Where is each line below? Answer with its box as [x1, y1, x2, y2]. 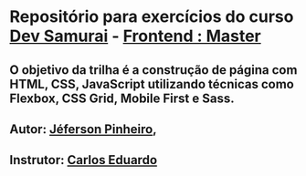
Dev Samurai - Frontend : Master [9, 26, 262, 47]
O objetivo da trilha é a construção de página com [9, 62, 298, 78]
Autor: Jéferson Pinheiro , [9, 121, 157, 137]
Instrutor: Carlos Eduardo [9, 152, 158, 168]
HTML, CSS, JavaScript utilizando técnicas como [9, 76, 294, 92]
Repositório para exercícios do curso [9, 6, 294, 27]
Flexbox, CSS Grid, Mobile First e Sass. [9, 90, 235, 106]
